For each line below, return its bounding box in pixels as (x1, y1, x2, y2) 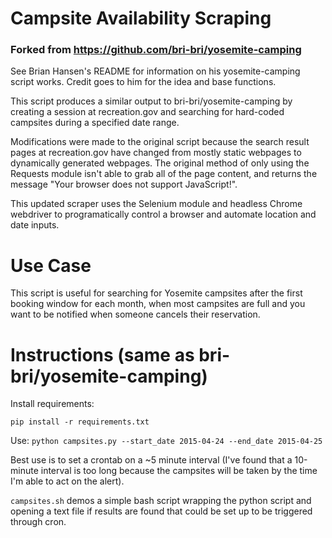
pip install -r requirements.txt (10, 417, 150, 427)
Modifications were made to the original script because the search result (10, 136, 310, 148)
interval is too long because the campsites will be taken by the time (40, 465, 318, 477)
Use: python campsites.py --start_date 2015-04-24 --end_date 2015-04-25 (10, 435, 323, 447)
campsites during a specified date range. (10, 117, 180, 129)
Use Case (10, 254, 92, 277)
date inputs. (10, 219, 60, 231)
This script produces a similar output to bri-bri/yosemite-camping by (10, 95, 293, 107)
